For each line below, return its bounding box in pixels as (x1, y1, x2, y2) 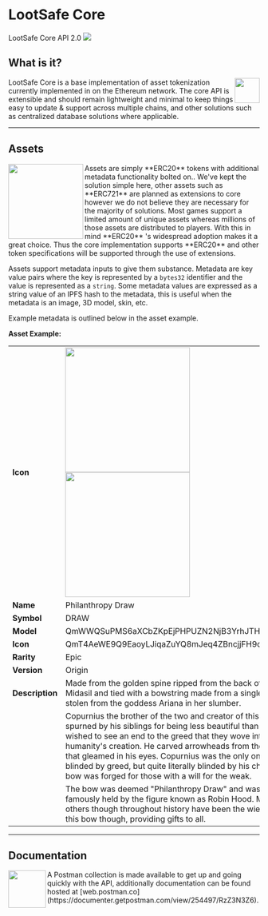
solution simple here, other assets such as (85, 180, 223, 189)
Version (12, 664, 43, 675)
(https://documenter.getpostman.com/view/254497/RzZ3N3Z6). (47, 895, 259, 905)
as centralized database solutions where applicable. (8, 111, 179, 121)
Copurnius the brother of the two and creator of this (65, 710, 259, 721)
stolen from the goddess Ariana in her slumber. (65, 697, 242, 708)
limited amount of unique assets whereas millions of (85, 214, 255, 224)
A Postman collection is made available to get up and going (47, 870, 242, 880)
